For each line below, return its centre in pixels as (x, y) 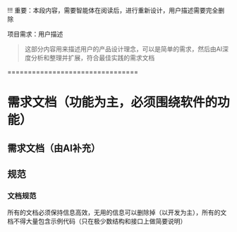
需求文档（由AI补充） (54, 148)
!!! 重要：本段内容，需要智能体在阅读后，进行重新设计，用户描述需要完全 (113, 10)
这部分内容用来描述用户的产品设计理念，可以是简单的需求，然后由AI (123, 49)
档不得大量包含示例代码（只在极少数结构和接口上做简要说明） (97, 221)
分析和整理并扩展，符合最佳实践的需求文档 (93, 58)
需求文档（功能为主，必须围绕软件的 (113, 102)
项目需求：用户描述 (35, 34)
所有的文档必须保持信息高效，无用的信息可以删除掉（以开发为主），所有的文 (117, 212)
